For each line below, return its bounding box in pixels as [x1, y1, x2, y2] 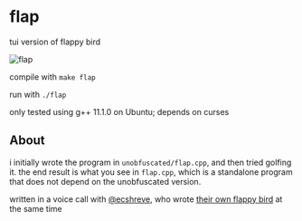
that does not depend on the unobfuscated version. [9, 176, 202, 187]
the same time [9, 203, 62, 214]
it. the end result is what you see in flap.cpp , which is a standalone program [9, 166, 293, 178]
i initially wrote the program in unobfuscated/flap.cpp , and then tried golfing [9, 157, 292, 168]
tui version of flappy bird [9, 36, 101, 47]
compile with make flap [9, 71, 97, 82]
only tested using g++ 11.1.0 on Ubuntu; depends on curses [9, 106, 230, 117]
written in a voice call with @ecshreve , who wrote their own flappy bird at [9, 193, 283, 205]
